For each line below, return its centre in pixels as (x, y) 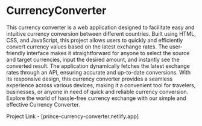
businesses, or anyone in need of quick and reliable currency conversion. (97, 91)
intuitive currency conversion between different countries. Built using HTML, (101, 33)
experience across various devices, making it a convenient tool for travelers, (101, 85)
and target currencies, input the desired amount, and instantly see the (93, 59)
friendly (16, 53)
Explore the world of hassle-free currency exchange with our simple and (96, 98)
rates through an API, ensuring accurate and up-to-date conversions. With (99, 72)
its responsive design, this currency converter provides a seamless (90, 79)
